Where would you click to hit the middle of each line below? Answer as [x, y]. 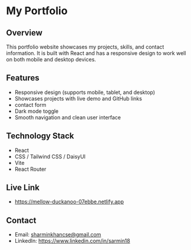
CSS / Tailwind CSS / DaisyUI [50, 156]
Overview [24, 33]
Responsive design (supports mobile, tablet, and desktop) [85, 92]
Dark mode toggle [37, 111]
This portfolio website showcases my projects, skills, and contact [85, 47]
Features [23, 78]
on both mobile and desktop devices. [51, 59]
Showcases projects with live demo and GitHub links [78, 98]
